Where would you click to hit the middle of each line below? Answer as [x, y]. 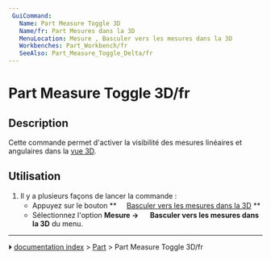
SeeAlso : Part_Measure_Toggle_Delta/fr [86, 53]
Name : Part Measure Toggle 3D [70, 23]
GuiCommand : [32, 16]
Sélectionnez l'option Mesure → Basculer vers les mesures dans [146, 215]
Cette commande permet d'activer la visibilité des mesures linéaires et [125, 143]
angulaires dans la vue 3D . [52, 151]
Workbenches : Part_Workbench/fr [73, 46]
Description [38, 123]
